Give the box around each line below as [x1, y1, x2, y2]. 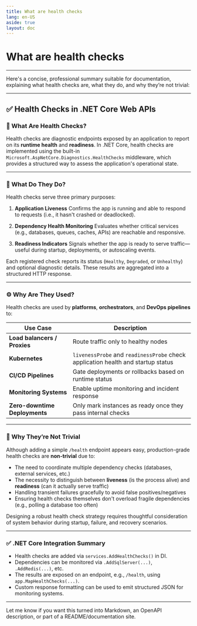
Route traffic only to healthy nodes [72, 337, 168, 346]
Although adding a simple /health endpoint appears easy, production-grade [6, 446, 190, 453]
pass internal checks [72, 409, 130, 417]
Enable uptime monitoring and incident [72, 384, 179, 393]
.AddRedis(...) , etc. [14, 565, 64, 572]
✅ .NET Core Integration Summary [6, 539, 106, 547]
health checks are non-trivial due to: [6, 452, 96, 459]
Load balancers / [9, 334, 57, 342]
